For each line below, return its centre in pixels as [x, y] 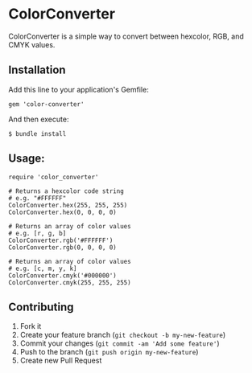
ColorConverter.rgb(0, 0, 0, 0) [62, 247]
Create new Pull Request [61, 361]
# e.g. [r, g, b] [37, 233]
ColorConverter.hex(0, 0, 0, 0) [62, 212]
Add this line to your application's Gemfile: [78, 89]
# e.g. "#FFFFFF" [37, 198]
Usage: [27, 159]
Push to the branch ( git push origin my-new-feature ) [109, 352]
